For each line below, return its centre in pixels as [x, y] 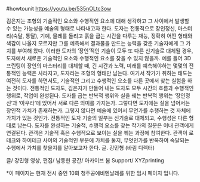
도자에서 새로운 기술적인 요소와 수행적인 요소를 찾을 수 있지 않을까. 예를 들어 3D [99, 58]
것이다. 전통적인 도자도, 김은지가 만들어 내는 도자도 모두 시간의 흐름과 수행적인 [103, 88]
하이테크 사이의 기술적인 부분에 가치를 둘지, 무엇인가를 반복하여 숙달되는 [106, 140]
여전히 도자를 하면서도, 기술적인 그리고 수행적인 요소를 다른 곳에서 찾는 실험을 [96, 81]
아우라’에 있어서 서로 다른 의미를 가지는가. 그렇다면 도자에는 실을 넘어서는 [105, 103]
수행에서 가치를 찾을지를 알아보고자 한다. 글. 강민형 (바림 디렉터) [81, 148]
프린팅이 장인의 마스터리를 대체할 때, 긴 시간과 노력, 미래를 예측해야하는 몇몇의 [97, 66]
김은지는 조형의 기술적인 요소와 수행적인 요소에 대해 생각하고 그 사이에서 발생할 [98, 21]
